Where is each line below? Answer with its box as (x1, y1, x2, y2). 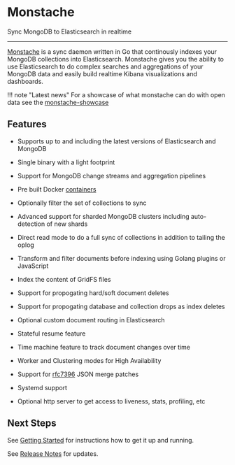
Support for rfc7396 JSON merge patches (17, 370, 139, 378)
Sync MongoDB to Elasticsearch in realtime (7, 27, 131, 36)
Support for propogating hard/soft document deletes (17, 288, 169, 297)
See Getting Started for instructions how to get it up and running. (7, 436, 194, 444)
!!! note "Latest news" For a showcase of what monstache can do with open (7, 90, 226, 99)
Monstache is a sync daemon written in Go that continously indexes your (7, 47, 217, 56)
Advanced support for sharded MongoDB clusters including (17, 212, 190, 220)
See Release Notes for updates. (7, 449, 99, 458)
